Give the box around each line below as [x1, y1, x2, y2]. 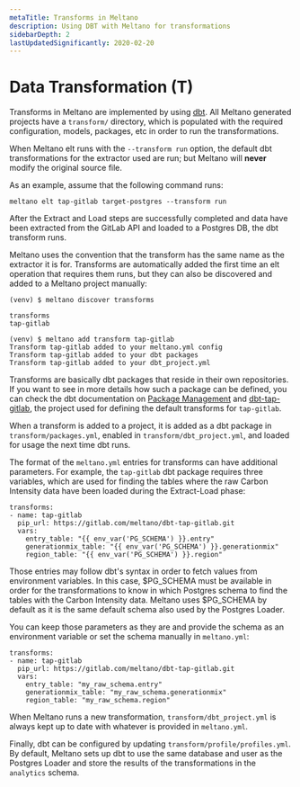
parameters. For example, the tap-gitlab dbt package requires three [9, 467, 263, 478]
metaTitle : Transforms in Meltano [9, 13, 139, 22]
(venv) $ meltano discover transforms [9, 296, 154, 305]
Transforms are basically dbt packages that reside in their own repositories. [9, 374, 289, 385]
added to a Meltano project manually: [9, 278, 148, 289]
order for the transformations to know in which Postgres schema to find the [9, 586, 288, 596]
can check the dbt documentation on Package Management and [9, 393, 247, 405]
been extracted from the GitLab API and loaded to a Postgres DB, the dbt [9, 222, 278, 234]
